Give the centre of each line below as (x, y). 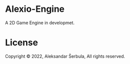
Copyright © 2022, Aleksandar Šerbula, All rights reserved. (65, 56)
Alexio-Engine (35, 9)
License (22, 43)
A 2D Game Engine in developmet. (40, 23)
